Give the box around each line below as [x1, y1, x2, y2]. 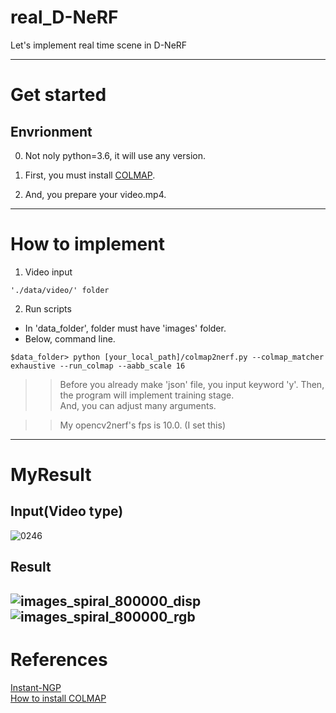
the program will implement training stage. [59, 389, 235, 401]
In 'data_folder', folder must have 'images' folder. [24, 322, 227, 334]
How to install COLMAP [10, 692, 107, 704]
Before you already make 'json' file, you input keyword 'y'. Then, [59, 378, 325, 390]
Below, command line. [24, 332, 116, 345]
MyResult [10, 464, 92, 486]
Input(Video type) [10, 503, 124, 520]
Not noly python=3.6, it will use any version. [24, 149, 207, 161]
